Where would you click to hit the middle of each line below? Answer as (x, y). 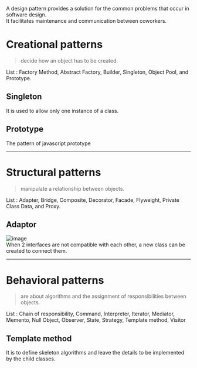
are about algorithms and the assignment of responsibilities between (103, 296)
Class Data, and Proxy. (33, 206)
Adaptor (21, 224)
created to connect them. (37, 251)
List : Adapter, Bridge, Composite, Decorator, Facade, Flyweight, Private (93, 200)
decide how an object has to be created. (69, 60)
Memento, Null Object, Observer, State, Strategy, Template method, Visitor (96, 320)
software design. (26, 15)
